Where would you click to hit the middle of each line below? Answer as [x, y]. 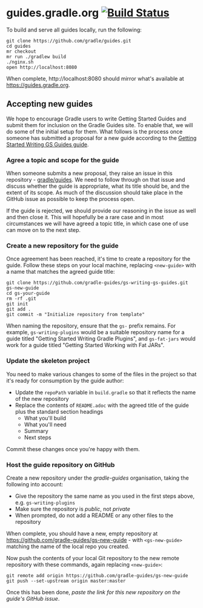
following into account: [35, 484]
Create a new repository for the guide [63, 245]
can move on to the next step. [43, 230]
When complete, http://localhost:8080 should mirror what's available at [95, 78]
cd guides [19, 46]
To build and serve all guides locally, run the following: [74, 30]
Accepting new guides [50, 104]
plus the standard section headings [59, 411]
